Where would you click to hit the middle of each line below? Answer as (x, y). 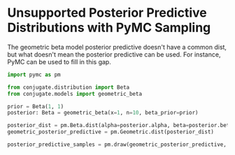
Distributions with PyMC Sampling (109, 28)
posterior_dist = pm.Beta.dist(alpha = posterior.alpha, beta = (98, 126)
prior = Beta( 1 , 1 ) (36, 106)
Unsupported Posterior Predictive (107, 13)
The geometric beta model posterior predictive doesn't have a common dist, (117, 47)
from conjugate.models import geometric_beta (74, 94)
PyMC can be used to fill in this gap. (59, 61)
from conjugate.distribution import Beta (69, 87)
